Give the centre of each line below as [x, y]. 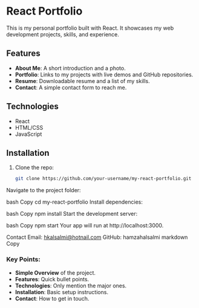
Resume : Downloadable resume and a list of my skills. [82, 81]
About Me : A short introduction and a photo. [70, 68]
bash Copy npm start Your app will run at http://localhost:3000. [85, 226]
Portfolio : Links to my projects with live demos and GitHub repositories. [104, 75]
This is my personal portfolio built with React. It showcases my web [90, 28]
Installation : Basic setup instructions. [62, 292]
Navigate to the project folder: [44, 190]
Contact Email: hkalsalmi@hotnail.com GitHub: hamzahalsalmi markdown [97, 237]
